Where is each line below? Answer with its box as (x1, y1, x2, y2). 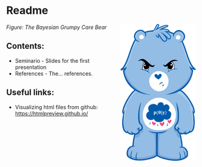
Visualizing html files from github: (14, 103, 98, 110)
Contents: (6, 41, 44, 51)
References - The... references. (14, 70, 93, 77)
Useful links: (6, 87, 55, 98)
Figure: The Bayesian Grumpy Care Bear (6, 24, 107, 31)
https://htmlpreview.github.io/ (14, 110, 88, 117)
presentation (14, 63, 47, 71)
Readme (6, 4, 49, 17)
